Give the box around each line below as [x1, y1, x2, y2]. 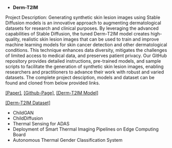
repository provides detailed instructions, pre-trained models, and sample [5, 58, 161, 64]
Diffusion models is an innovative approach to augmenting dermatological [5, 20, 162, 26]
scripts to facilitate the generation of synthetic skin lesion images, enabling [5, 64, 164, 69]
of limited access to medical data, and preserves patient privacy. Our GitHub [5, 52, 167, 59]
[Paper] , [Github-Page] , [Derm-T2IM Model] [5, 90, 99, 96]
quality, [5, 36, 21, 42]
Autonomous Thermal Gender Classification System [12, 137, 123, 143]
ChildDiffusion [12, 115, 43, 121]
